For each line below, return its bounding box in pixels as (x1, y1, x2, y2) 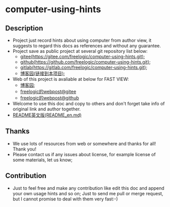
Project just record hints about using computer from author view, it (12, 37, 152, 43)
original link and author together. (12, 106, 81, 112)
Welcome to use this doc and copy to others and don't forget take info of (12, 101, 165, 106)
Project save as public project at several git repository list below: (12, 48, 148, 54)
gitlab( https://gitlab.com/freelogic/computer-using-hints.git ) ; (20, 65, 148, 70)
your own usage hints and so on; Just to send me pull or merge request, (12, 190, 163, 196)
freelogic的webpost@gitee (20, 88, 77, 95)
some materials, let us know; (12, 157, 73, 163)
